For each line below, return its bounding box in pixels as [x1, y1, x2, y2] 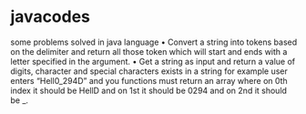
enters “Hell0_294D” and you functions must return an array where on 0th [10, 75, 288, 86]
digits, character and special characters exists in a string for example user [10, 66, 288, 77]
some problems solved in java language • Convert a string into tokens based [10, 36, 298, 47]
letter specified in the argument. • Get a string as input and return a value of [10, 56, 295, 67]
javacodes [10, 6, 90, 27]
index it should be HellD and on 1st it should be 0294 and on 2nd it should [10, 85, 288, 96]
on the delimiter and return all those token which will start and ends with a [10, 46, 288, 57]
